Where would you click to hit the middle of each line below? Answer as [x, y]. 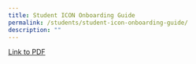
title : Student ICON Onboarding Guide [72, 15]
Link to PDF [27, 52]
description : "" [35, 30]
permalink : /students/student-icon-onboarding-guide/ [98, 23]
